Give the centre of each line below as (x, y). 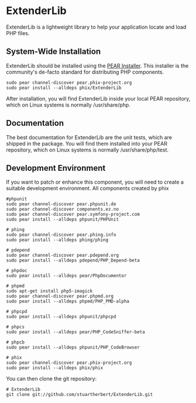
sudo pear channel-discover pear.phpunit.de (61, 204)
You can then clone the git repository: (51, 379)
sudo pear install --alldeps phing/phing (57, 240)
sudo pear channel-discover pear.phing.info (61, 235)
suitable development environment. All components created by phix (87, 188)
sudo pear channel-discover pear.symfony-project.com (73, 215)
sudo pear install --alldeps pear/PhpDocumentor (66, 276)
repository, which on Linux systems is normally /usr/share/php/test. (87, 150)
